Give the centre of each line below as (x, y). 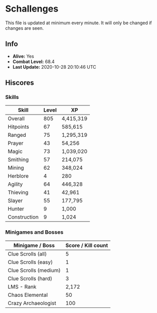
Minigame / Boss (34, 245)
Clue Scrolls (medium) (34, 270)
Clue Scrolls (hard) (30, 278)
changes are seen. (24, 28)
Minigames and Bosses (34, 232)
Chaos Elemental (28, 295)
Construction (23, 217)
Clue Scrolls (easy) (30, 262)
